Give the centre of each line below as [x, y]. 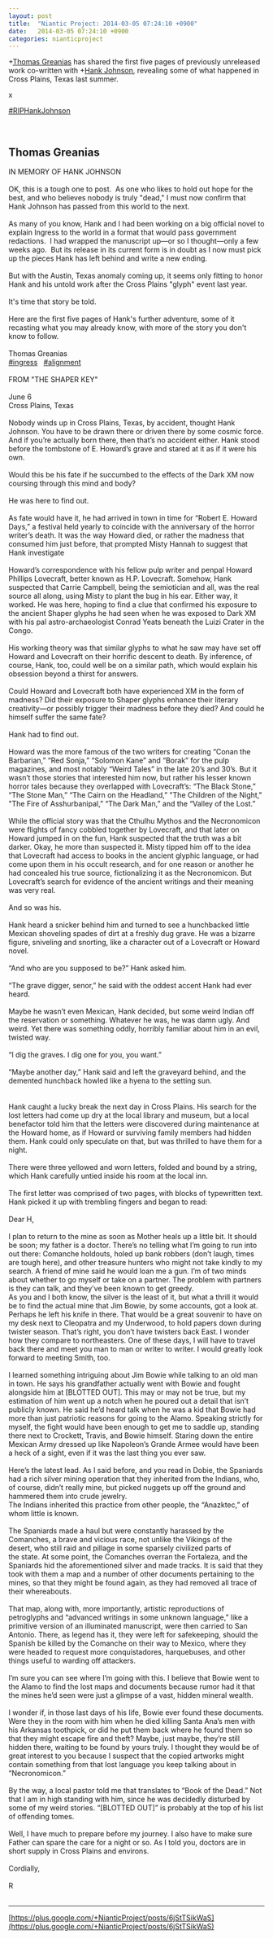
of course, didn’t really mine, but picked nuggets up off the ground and [127, 1488]
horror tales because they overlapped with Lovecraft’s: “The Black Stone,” [132, 786]
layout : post [30, 16]
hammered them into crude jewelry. [68, 1497]
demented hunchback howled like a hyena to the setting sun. [110, 1081]
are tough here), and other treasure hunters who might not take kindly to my [135, 1263]
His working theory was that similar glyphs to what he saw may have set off [135, 648]
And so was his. [35, 908]
